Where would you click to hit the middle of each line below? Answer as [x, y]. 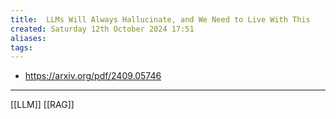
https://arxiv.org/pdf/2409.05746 [93, 76]
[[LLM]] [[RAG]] [42, 105]
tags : [21, 47]
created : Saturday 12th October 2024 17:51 [102, 29]
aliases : [28, 38]
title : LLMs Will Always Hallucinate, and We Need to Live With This [160, 19]
